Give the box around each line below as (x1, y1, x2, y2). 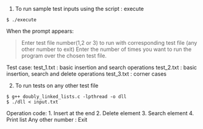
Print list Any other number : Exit (6, 116, 88, 123)
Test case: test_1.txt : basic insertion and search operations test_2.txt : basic (6, 64, 197, 71)
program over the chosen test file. (21, 52, 107, 59)
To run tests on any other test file (15, 82, 99, 89)
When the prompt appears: (6, 27, 74, 35)
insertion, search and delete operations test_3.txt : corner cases (6, 70, 166, 78)
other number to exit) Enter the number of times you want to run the (21, 45, 192, 53)
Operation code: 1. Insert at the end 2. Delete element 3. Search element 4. (6, 110, 194, 117)
